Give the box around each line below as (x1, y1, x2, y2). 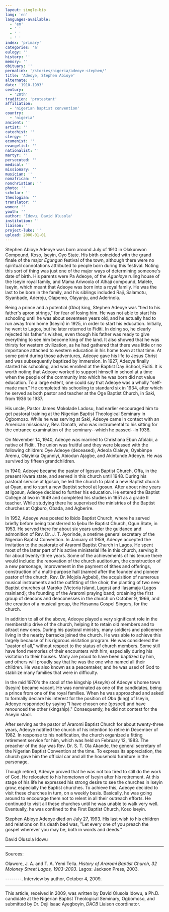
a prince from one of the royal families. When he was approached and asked (5, 690, 164, 696)
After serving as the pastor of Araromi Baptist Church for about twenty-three (5, 721, 164, 727)
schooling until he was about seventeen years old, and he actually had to (5, 315, 156, 321)
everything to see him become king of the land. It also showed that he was (5, 336, 159, 343)
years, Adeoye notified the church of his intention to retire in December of (5, 726, 158, 732)
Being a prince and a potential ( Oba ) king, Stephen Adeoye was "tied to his (5, 304, 161, 310)
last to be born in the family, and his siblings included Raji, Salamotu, (5, 289, 147, 295)
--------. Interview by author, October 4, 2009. (5, 876, 102, 882)
